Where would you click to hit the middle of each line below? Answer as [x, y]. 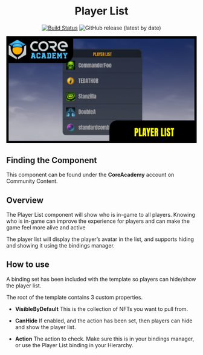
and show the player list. [45, 327]
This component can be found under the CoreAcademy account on [90, 175]
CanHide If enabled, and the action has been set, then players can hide [104, 321]
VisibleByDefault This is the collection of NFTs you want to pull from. [101, 309]
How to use [28, 265]
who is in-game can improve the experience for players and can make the [98, 221]
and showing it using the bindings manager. [60, 246]
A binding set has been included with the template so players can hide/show [101, 279]
